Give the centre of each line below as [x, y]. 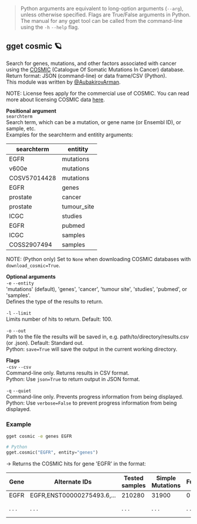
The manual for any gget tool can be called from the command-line [101, 21]
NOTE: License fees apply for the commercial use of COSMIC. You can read [98, 93]
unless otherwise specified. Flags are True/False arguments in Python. [106, 15]
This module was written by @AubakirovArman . [64, 82]
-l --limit [19, 313]
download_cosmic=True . [33, 265]
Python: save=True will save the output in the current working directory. [92, 349]
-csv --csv [19, 367]
